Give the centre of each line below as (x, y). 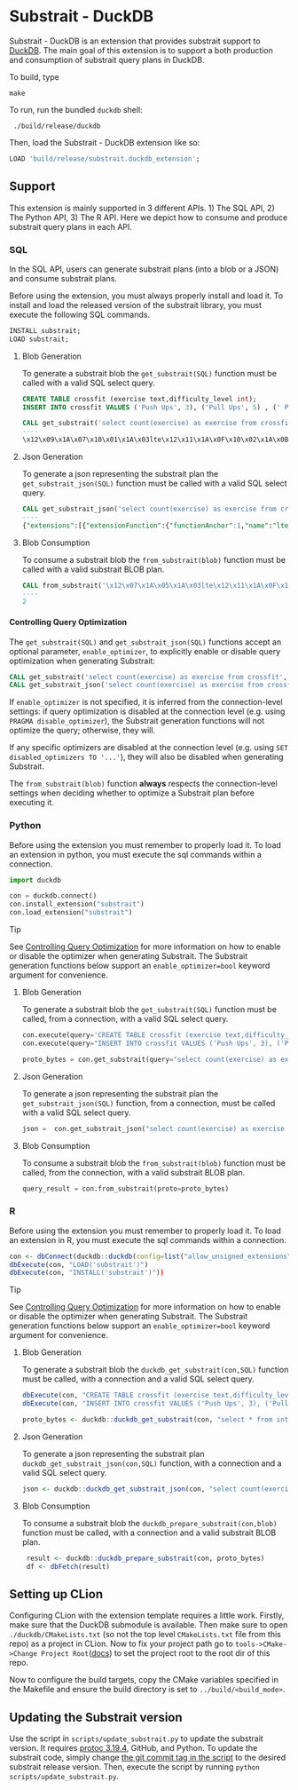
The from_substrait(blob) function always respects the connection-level (143, 784)
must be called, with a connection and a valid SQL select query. (138, 1379)
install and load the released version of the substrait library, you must (136, 305)
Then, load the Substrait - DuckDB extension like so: (105, 142)
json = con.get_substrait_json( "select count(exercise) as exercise (153, 1129)
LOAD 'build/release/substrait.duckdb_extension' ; (105, 158)
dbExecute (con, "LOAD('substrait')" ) (79, 1264)
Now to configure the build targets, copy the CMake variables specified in (144, 1680)
